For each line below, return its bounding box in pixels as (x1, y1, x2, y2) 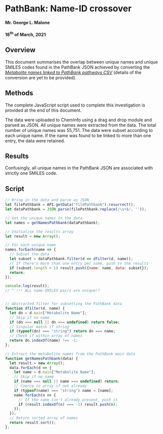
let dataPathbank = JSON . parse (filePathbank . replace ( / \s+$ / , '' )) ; (5, 207, 147, 212)
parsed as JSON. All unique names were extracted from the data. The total (5, 122, 157, 128)
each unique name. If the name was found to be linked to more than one (5, 133, 151, 138)
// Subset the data (9, 252, 50, 257)
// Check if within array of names (9, 334, 83, 338)
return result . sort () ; (9, 420, 56, 425)
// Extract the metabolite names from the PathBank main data (5, 351, 135, 356)
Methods (5, 89, 33, 98)
